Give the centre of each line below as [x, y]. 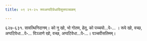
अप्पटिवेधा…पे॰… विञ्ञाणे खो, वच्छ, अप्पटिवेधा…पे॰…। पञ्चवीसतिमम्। [61, 33]
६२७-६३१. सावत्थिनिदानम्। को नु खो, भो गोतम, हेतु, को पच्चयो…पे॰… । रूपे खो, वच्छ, [74, 28]
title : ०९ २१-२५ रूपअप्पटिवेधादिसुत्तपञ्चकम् [40, 10]
